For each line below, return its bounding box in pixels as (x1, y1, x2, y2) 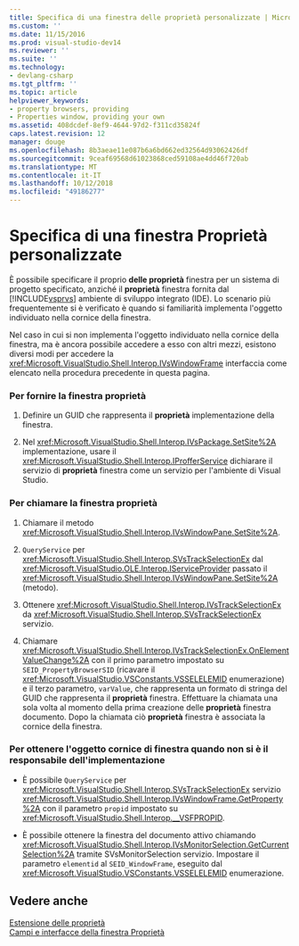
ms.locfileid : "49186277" (9, 187, 105, 196)
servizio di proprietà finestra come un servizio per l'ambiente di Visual (21, 465, 281, 476)
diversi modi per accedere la (9, 348, 114, 359)
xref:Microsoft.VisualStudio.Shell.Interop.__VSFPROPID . (21, 812, 225, 823)
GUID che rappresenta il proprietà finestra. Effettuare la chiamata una (21, 693, 279, 703)
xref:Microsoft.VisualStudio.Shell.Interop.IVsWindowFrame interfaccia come (9, 358, 287, 369)
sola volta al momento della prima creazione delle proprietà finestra (21, 701, 271, 712)
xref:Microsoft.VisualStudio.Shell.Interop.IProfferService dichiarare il (21, 456, 273, 467)
